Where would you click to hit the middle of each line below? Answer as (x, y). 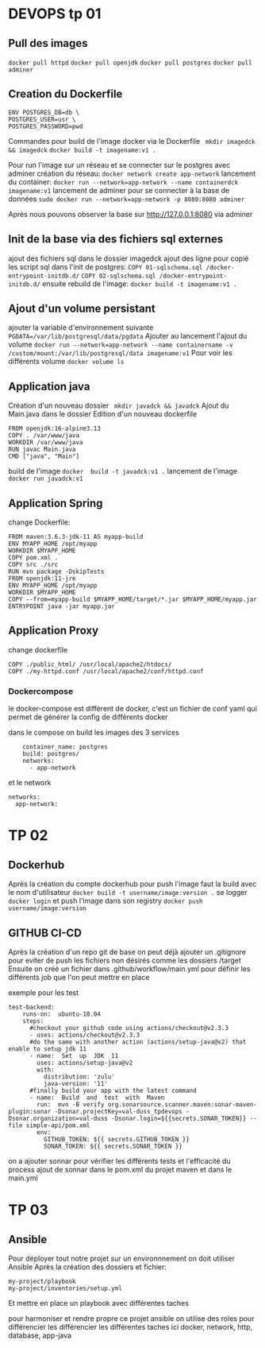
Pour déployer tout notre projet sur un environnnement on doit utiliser (122, 1258)
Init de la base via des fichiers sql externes (116, 239)
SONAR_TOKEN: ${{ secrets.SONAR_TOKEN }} (113, 1146)
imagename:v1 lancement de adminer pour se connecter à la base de (119, 190)
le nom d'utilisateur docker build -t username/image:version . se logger (128, 893)
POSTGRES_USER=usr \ (42, 119)
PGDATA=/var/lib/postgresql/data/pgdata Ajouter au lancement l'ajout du (128, 336)
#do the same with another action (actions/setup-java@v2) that (138, 1042)
